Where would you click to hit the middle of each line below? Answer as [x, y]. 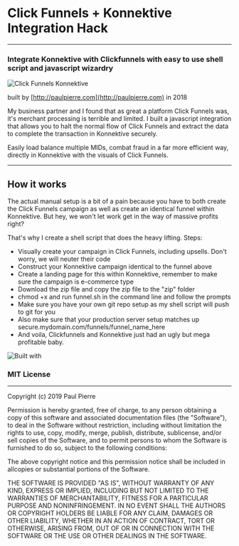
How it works [37, 184]
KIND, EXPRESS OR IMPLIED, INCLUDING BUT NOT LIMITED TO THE [108, 491]
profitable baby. [41, 342]
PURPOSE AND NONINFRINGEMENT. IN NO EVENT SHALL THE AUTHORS [117, 505]
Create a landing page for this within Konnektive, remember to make [117, 274]
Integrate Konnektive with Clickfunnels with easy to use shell [115, 59]
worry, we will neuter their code [64, 259]
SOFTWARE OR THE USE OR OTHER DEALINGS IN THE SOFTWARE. [107, 536]
